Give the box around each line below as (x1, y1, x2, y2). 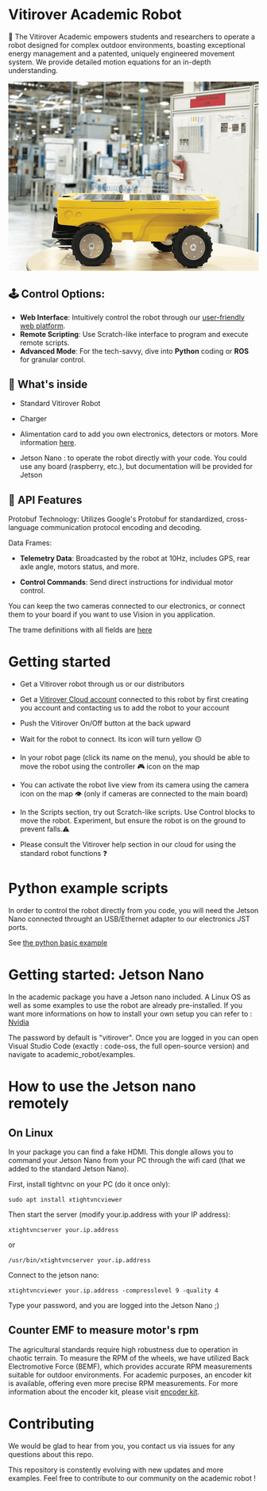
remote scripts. (19, 338, 70, 347)
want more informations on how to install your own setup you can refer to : (8, 1009, 253, 1018)
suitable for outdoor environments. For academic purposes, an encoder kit (8, 1369, 252, 1380)
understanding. (8, 65, 58, 75)
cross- (226, 514, 248, 524)
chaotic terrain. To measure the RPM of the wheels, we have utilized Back (8, 1353, 250, 1362)
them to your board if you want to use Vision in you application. (8, 610, 216, 619)
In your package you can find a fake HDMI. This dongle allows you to (8, 1147, 234, 1156)
